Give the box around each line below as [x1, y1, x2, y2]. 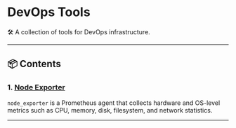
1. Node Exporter [7, 83, 65, 92]
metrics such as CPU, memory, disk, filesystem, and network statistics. [7, 106, 213, 114]
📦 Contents [7, 58, 61, 70]
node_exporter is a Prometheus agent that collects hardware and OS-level [7, 99, 221, 107]
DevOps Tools [7, 4, 91, 20]
